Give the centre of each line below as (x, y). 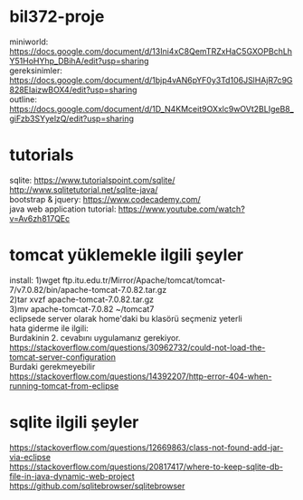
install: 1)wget (35, 280)
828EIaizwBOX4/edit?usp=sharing (73, 90)
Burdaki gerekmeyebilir (52, 366)
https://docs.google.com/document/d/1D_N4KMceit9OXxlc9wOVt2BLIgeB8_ (151, 108)
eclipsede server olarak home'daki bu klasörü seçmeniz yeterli (126, 318)
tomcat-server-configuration (62, 357)
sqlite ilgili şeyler (74, 422)
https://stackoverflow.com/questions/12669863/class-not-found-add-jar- (147, 447)
